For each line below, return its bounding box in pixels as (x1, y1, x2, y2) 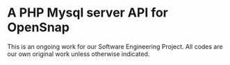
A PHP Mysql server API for (7, 5, 169, 21)
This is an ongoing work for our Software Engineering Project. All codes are (7, 42, 224, 50)
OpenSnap (7, 19, 70, 35)
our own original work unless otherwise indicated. (7, 50, 150, 58)
